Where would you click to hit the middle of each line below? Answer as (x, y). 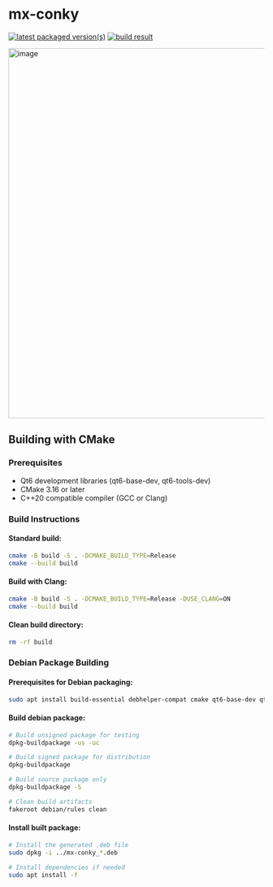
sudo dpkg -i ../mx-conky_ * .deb (63, 852)
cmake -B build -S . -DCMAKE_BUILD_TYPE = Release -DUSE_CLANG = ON (119, 599)
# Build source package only (58, 780)
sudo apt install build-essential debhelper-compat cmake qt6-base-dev (132, 699)
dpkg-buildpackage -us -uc (54, 743)
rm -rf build (30, 642)
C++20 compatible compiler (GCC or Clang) (94, 498)
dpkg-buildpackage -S (45, 787)
